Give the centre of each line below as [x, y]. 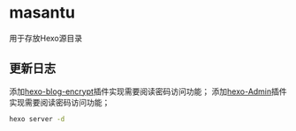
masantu [42, 13]
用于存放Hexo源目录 [46, 38]
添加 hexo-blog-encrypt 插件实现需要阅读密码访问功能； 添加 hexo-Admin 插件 [148, 91]
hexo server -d [37, 119]
